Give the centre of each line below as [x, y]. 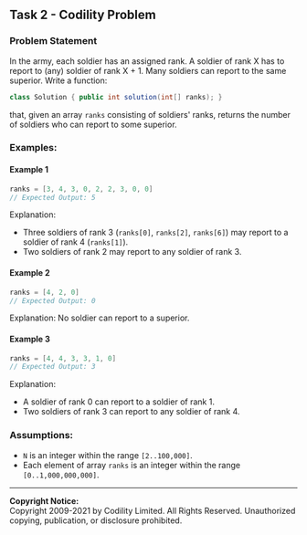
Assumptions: [42, 435]
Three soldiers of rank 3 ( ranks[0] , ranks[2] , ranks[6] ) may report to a [155, 233]
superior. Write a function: [58, 80]
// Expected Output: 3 [53, 367]
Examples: [33, 148]
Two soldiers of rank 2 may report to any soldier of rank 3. [132, 252]
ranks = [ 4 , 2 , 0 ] [44, 292]
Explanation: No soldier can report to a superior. [100, 318]
